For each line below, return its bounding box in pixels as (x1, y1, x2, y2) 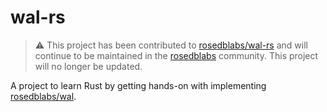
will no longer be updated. (34, 60, 143, 72)
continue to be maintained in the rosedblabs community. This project (34, 49, 319, 61)
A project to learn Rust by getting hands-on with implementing (10, 79, 267, 91)
